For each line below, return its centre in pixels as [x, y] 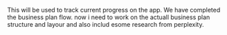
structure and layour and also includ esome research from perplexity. [106, 24]
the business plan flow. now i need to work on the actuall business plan [109, 17]
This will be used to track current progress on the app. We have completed [114, 10]
